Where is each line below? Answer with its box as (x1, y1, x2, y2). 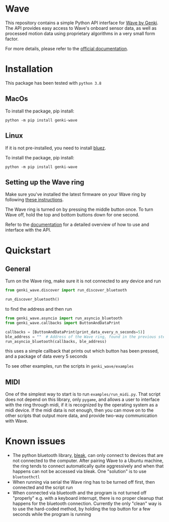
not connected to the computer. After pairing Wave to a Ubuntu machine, (12, 457, 163, 464)
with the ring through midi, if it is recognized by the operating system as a (5, 402, 158, 408)
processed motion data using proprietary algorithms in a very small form (5, 30, 155, 36)
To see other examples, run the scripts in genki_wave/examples (5, 363, 134, 369)
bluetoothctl (12, 475, 40, 480)
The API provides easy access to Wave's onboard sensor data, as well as (5, 25, 157, 31)
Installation (5, 64, 53, 75)
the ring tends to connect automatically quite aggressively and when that (12, 463, 164, 469)
